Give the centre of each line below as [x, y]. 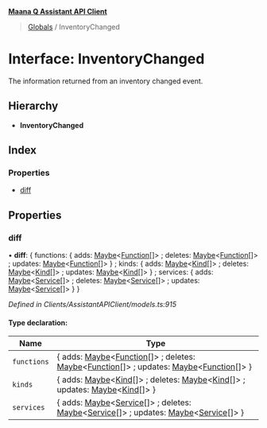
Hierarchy [33, 106]
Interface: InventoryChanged [106, 59]
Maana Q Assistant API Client [58, 12]
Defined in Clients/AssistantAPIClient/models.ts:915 [93, 305]
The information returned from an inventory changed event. [106, 81]
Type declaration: [38, 322]
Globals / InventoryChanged [74, 27]
